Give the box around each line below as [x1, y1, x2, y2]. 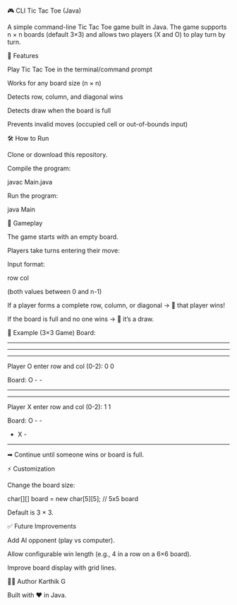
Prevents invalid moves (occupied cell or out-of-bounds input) [7, 120, 188, 128]
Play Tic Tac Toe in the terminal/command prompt [7, 65, 153, 74]
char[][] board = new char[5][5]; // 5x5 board [7, 495, 139, 503]
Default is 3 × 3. [7, 508, 54, 517]
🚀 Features [7, 52, 39, 59]
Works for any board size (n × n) [7, 79, 102, 87]
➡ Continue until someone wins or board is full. [7, 450, 145, 459]
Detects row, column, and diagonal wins [7, 93, 123, 101]
